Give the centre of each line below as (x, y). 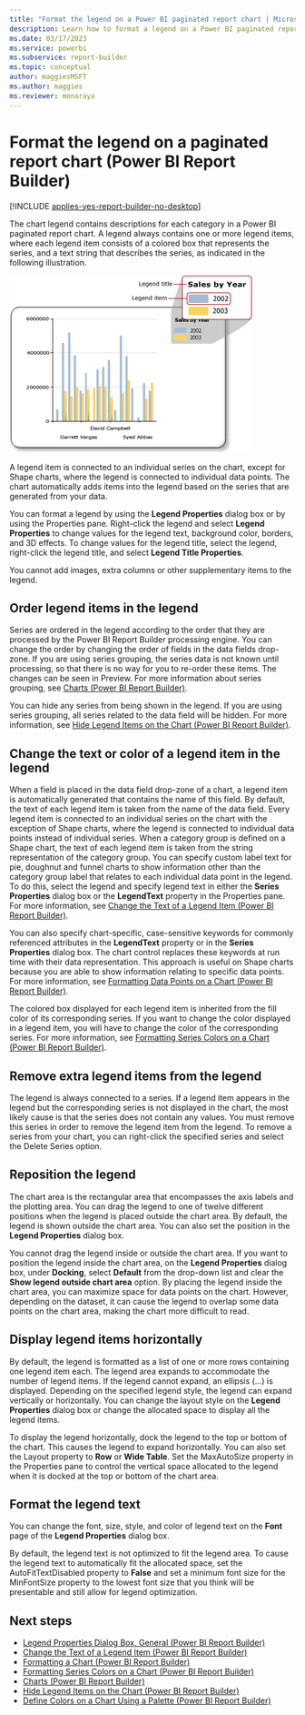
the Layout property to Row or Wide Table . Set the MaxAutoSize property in (152, 1457)
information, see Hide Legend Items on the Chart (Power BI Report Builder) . (150, 725)
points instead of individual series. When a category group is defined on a (148, 838)
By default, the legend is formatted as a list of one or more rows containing (149, 1361)
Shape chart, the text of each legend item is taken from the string (132, 848)
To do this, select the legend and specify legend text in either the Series (144, 886)
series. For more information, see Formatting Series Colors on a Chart (140, 1038)
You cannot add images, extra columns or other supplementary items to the (151, 570)
